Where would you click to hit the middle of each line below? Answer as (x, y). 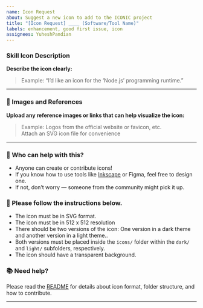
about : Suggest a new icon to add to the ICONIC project (79, 18)
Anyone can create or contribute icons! (64, 168)
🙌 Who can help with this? (45, 155)
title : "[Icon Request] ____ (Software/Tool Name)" (72, 23)
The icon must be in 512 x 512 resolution (65, 223)
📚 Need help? (27, 271)
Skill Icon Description (38, 56)
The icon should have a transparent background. (76, 255)
